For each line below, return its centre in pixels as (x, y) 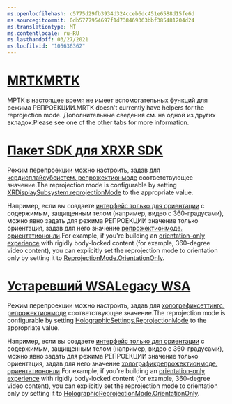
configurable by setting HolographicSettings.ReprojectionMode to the (107, 320)
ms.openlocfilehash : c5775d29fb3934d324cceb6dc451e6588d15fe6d (101, 14)
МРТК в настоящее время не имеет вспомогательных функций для (107, 100)
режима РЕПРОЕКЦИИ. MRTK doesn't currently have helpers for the (106, 107)
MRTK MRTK (44, 81)
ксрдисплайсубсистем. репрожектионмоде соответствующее (100, 177)
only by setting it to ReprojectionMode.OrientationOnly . (86, 258)
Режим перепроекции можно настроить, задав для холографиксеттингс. (116, 305)
